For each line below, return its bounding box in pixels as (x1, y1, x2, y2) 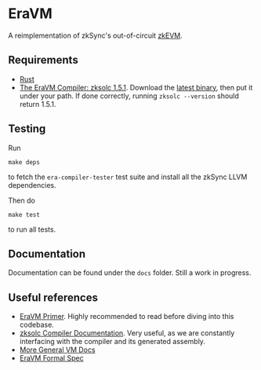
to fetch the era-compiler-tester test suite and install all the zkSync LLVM (8, 172, 248, 181)
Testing (8, 123, 46, 136)
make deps (8, 158, 41, 166)
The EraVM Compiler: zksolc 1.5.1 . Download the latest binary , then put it (19, 82, 253, 92)
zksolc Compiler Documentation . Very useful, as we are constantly (19, 328, 235, 338)
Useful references (8, 291, 98, 304)
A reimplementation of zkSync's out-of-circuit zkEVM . (8, 31, 183, 40)
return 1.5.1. (19, 99, 56, 108)
